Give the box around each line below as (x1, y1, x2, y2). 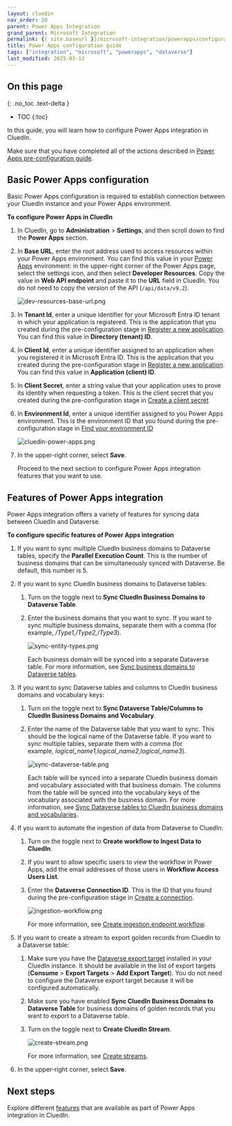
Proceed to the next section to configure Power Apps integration (17, 465, 201, 473)
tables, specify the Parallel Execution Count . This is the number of (17, 552, 208, 560)
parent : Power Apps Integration (7, 23, 100, 30)
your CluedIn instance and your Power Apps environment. (7, 200, 172, 208)
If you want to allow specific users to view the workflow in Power (27, 858, 213, 866)
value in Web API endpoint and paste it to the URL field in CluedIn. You (17, 276, 220, 285)
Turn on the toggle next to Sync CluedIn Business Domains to (27, 593, 206, 601)
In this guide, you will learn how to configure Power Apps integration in (7, 126, 209, 134)
